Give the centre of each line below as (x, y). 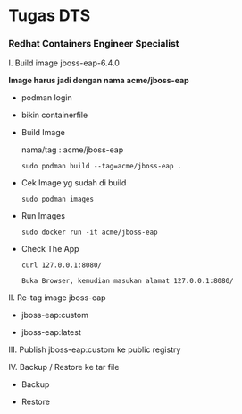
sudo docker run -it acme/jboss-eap (89, 233)
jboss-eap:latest (51, 332)
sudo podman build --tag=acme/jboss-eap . (101, 167)
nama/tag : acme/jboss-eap (72, 150)
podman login (46, 98)
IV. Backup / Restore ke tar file (64, 367)
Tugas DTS (50, 16)
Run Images (43, 216)
